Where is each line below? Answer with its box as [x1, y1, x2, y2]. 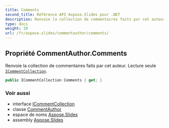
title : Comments [5, 7, 39, 13]
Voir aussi [5, 89, 30, 96]
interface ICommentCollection [12, 101, 75, 107]
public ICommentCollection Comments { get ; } [5, 77, 102, 83]
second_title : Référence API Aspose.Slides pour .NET [5, 12, 121, 17]
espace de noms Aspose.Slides [12, 111, 78, 117]
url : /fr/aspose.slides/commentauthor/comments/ [5, 31, 109, 36]
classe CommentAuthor [12, 106, 62, 112]
